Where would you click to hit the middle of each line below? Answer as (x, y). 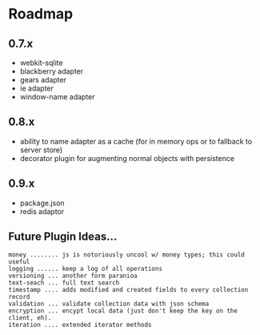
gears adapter (43, 80)
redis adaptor (42, 211)
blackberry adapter (52, 71)
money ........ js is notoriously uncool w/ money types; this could (127, 255)
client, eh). (30, 318)
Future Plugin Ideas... (63, 237)
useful (19, 262)
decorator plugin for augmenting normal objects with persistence (127, 158)
